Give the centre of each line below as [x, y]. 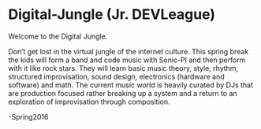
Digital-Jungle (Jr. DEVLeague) [112, 15]
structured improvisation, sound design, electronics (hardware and [116, 76]
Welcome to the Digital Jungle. [58, 36]
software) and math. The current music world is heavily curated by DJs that [131, 85]
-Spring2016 [28, 116]
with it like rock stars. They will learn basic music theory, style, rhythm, [123, 68]
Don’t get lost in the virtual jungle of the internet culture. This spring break [129, 51]
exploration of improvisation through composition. [89, 101]
